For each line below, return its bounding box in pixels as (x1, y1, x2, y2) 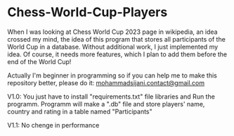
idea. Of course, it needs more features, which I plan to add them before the (7, 50, 228, 58)
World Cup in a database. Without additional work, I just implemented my (7, 42, 219, 51)
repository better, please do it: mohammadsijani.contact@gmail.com (7, 78, 205, 87)
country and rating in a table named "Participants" (7, 107, 152, 116)
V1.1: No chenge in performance (7, 120, 100, 129)
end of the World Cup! (7, 57, 72, 66)
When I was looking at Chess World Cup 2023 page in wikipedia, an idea (7, 27, 218, 36)
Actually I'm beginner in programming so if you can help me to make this (7, 71, 218, 80)
